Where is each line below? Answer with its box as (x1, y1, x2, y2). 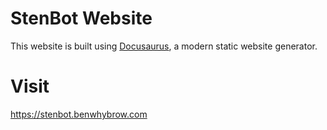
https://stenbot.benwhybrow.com (10, 108, 148, 120)
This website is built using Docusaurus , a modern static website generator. (10, 40, 318, 52)
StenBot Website (10, 7, 153, 30)
